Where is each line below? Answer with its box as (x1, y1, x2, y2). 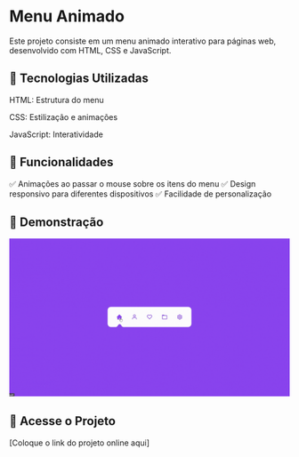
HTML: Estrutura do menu (9, 94, 104, 105)
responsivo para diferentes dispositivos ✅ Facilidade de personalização (9, 188, 272, 199)
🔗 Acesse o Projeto (9, 413, 116, 429)
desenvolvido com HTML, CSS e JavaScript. (9, 44, 172, 55)
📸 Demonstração (9, 214, 104, 229)
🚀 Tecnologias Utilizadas (9, 71, 149, 86)
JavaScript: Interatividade (9, 129, 104, 140)
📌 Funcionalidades (9, 155, 114, 170)
